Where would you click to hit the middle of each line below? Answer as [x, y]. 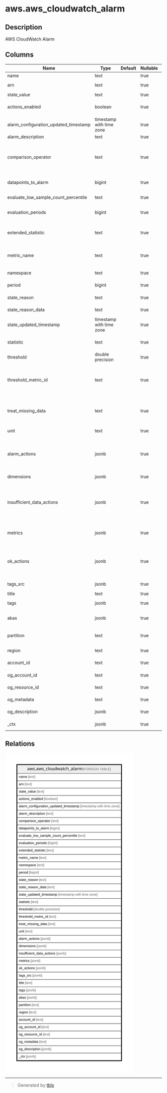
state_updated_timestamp [34, 325]
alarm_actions [22, 454]
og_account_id [22, 675]
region [14, 651]
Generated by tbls [36, 1085]
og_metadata [21, 700]
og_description [23, 712]
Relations [20, 744]
